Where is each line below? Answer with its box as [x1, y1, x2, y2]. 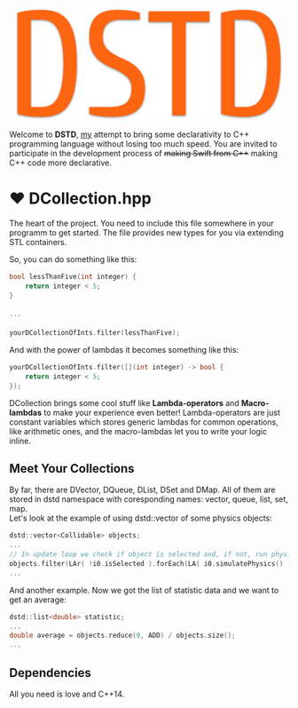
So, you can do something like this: [9, 253, 137, 265]
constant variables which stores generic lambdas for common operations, [9, 417, 279, 427]
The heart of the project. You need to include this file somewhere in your [9, 218, 275, 228]
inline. [9, 435, 31, 446]
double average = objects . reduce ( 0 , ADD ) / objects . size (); [9, 631, 237, 640]
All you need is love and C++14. [9, 688, 125, 699]
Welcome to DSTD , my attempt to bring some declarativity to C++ [9, 129, 250, 139]
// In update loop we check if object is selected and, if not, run [9, 550, 268, 559]
